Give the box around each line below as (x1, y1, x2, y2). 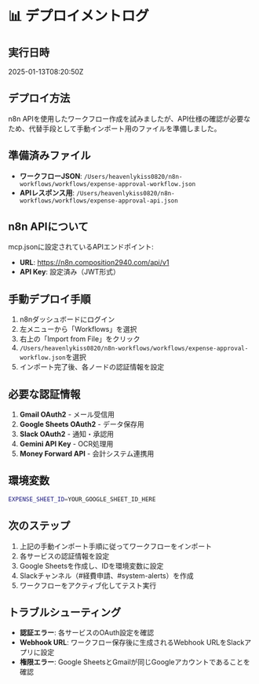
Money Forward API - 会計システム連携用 (19, 449, 155, 459)
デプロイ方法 (8, 92, 71, 105)
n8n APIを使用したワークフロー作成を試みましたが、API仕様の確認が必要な (8, 114, 251, 123)
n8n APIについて (8, 220, 89, 234)
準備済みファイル (8, 149, 91, 162)
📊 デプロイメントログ (8, 7, 149, 25)
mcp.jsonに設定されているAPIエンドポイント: (8, 242, 155, 252)
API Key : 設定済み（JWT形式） (19, 267, 120, 277)
